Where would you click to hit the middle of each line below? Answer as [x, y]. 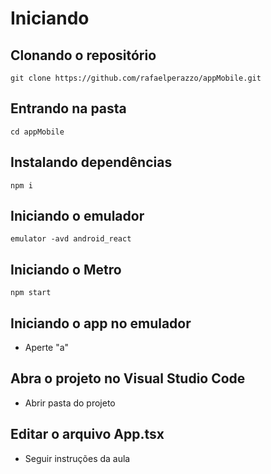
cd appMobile [37, 132]
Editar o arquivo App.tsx [87, 434]
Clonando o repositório [83, 55]
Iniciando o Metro [66, 269]
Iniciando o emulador [77, 216]
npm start [31, 293]
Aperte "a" [47, 348]
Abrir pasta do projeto [70, 403]
